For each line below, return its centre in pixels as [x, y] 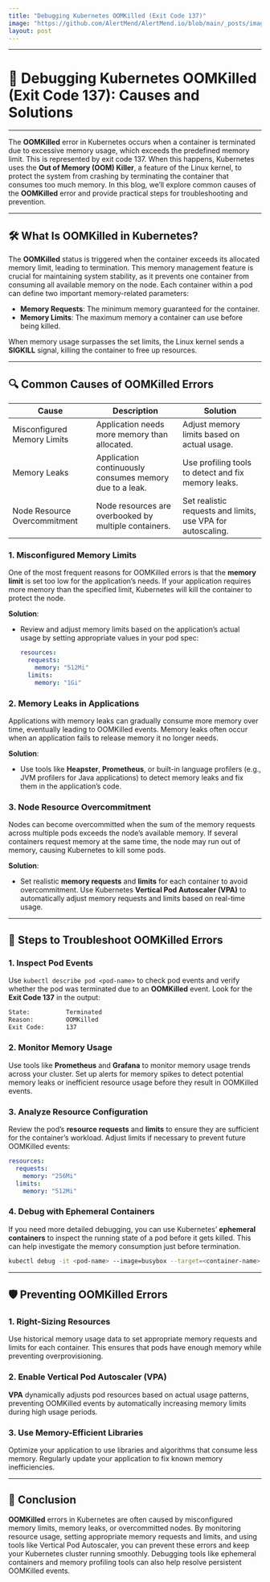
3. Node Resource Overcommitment [80, 807]
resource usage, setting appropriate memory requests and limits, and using [133, 1536]
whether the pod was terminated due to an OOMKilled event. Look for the [131, 989]
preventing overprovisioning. [56, 1356]
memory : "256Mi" [50, 1176]
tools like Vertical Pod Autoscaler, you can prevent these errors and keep [129, 1545]
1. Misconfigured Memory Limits [73, 554]
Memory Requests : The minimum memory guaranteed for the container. [140, 309]
